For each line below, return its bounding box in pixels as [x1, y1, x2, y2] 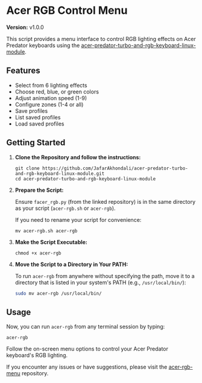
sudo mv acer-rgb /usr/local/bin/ [14, 290, 102, 296]
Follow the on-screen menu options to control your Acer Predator [6, 345, 169, 353]
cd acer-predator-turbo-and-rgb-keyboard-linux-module [14, 176, 156, 182]
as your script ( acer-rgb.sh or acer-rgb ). [14, 204, 116, 212]
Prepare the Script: [14, 186, 64, 194]
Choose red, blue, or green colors [14, 88, 99, 95]
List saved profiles [14, 113, 61, 121]
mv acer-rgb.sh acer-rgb [14, 227, 78, 234]
